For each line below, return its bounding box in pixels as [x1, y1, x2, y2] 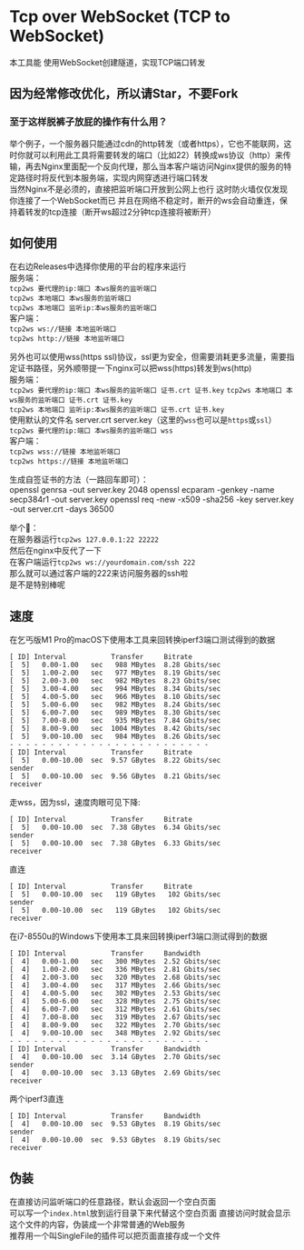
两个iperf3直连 [9, 1094, 64, 1105]
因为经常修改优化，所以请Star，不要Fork [9, 86, 239, 102]
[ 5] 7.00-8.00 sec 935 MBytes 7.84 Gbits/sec [9, 716, 221, 725]
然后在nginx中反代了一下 [9, 545, 103, 556]
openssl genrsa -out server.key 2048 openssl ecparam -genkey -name [9, 485, 275, 495]
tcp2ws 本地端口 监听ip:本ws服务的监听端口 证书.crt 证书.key [9, 405, 225, 415]
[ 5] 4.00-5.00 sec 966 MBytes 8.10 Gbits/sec [9, 693, 221, 702]
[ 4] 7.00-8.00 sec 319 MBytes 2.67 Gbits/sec [9, 1013, 221, 1022]
